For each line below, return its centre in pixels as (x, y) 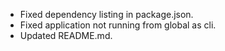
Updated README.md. (66, 35)
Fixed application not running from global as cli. (118, 25)
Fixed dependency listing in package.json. (106, 14)
